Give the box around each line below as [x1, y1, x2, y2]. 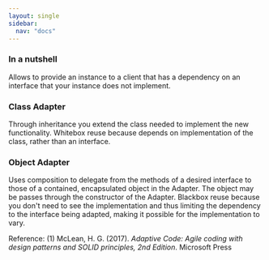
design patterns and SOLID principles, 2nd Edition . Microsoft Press [8, 242, 233, 252]
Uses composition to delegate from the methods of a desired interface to [8, 175, 252, 185]
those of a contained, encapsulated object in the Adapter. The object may [8, 184, 254, 194]
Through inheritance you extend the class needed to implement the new [8, 119, 250, 129]
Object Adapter [8, 156, 70, 168]
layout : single [8, 11, 60, 20]
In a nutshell [8, 53, 58, 65]
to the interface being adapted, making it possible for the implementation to [8, 210, 261, 220]
